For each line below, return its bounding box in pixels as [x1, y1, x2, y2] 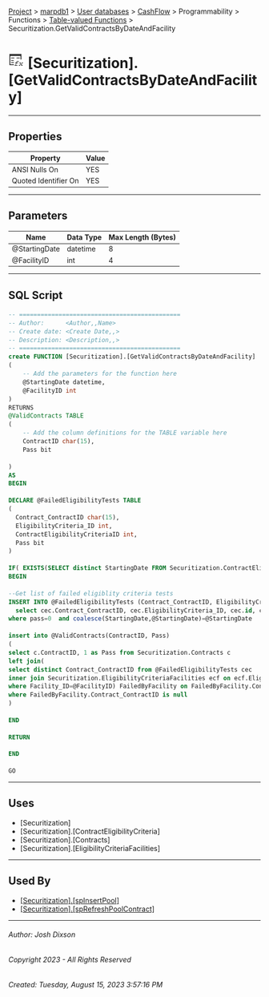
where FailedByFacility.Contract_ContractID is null [8, 691, 188, 699]
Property [30, 153, 61, 163]
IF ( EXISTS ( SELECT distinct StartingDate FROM [8, 564, 167, 572]
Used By [8, 874, 51, 888]
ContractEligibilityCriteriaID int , [15, 530, 138, 539]
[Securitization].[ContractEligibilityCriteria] [19, 826, 160, 836]
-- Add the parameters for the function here [22, 369, 178, 378]
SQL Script [8, 289, 63, 302]
